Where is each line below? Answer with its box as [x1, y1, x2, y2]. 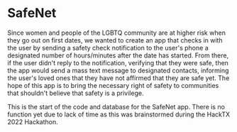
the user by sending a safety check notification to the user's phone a [7, 43, 209, 52]
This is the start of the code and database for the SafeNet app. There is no [7, 102, 226, 111]
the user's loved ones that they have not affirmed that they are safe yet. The [7, 73, 230, 82]
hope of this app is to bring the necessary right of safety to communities [7, 81, 219, 89]
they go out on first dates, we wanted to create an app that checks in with [7, 35, 223, 44]
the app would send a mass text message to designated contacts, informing [7, 66, 229, 75]
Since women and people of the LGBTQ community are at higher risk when [7, 28, 226, 37]
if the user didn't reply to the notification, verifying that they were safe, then [7, 58, 229, 67]
